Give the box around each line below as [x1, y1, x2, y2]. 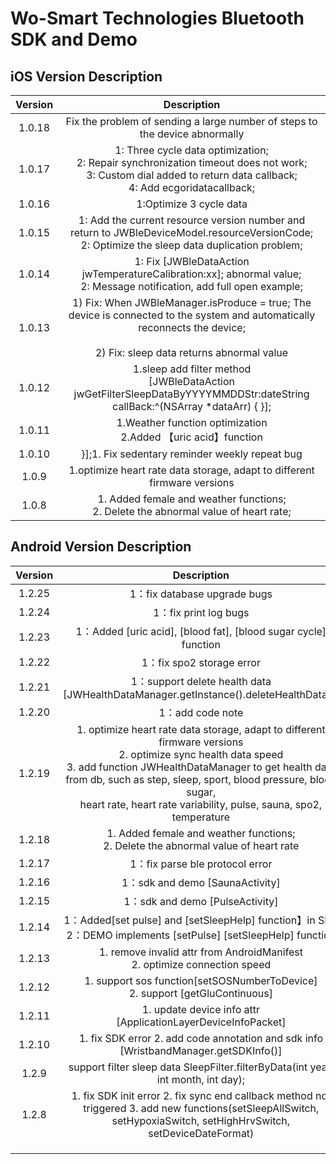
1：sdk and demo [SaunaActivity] [121, 875, 281, 889]
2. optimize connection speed [131, 957, 272, 971]
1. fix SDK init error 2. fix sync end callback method [71, 1088, 313, 1102]
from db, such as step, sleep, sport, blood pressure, [65, 772, 308, 786]
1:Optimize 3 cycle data [136, 197, 248, 211]
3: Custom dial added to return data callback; [86, 168, 298, 182]
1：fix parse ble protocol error [129, 857, 273, 871]
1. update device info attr [141, 1002, 261, 1016]
